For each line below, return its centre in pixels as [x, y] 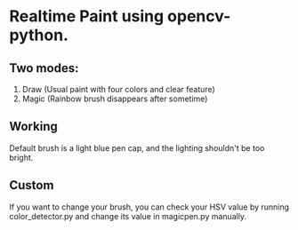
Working [33, 127]
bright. [21, 157]
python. [39, 35]
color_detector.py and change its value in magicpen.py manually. [128, 216]
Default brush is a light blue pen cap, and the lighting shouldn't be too [137, 147]
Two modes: [44, 68]
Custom [32, 185]
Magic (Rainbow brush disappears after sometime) [115, 99]
